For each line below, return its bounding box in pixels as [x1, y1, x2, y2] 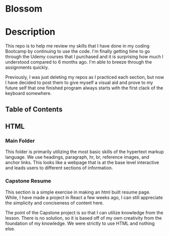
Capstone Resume [5, 177, 51, 184]
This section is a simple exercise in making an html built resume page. [5, 189, 151, 195]
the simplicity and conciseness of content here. [5, 200, 104, 206]
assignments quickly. [5, 64, 49, 71]
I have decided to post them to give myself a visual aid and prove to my [5, 79, 153, 86]
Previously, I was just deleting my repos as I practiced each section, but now [5, 74, 164, 80]
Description [5, 26, 55, 38]
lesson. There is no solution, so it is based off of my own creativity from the [5, 215, 162, 221]
